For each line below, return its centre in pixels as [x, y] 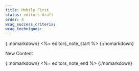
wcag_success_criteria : [31, 24]
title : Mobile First [27, 10]
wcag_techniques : [24, 29]
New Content [19, 54]
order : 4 [15, 19]
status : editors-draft [29, 15]
